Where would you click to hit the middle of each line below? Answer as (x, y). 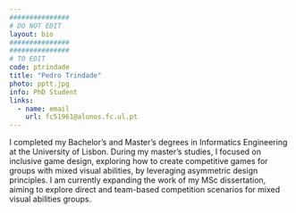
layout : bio (31, 34)
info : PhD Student (43, 92)
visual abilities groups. (51, 199)
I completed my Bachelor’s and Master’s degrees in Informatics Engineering (148, 143)
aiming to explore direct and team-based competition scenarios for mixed (144, 190)
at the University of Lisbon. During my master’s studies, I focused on (135, 152)
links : (21, 100)
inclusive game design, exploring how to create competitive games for (139, 161)
